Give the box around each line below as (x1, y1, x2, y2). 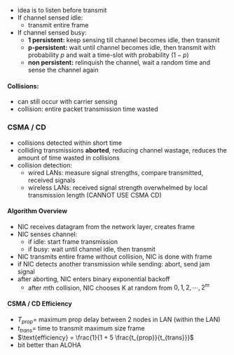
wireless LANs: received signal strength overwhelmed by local (27, 183, 208, 192)
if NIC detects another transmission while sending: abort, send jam (17, 259, 210, 268)
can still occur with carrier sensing (17, 98, 118, 106)
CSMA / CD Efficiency (7, 299, 72, 308)
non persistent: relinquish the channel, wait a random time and (27, 58, 210, 66)
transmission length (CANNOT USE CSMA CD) (27, 191, 163, 199)
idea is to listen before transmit (17, 6, 107, 14)
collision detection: (17, 161, 72, 169)
